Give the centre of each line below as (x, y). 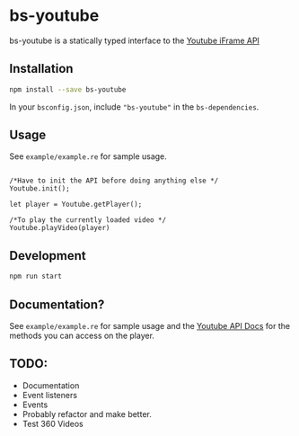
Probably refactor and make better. (87, 414)
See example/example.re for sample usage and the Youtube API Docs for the (149, 325)
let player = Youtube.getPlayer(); (76, 205)
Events (35, 405)
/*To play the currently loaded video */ (88, 220)
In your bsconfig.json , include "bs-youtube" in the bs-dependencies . (134, 107)
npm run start (36, 276)
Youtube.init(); (40, 189)
